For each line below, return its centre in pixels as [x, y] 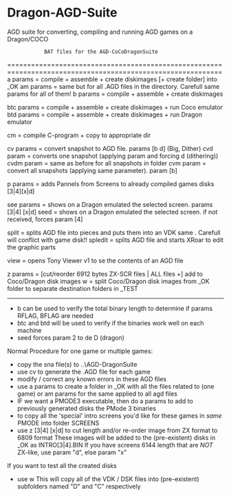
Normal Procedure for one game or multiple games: [80, 351]
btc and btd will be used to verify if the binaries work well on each [110, 323]
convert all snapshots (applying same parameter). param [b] [92, 170]
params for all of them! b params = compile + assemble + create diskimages [115, 94]
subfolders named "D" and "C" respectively [79, 486]
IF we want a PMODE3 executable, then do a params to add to [105, 400]
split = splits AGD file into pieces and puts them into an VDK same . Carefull [114, 232]
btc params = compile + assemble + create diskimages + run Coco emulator [115, 107]
